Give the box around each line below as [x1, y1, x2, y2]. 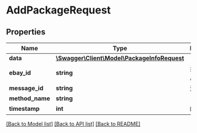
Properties [6, 27, 46, 37]
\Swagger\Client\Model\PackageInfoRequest [55, 54, 185, 62]
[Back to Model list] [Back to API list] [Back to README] [6, 121, 141, 127]
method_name [9, 94, 50, 103]
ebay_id [9, 69, 31, 77]
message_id [9, 84, 44, 92]
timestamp [9, 105, 40, 112]
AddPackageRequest [6, 4, 111, 17]
